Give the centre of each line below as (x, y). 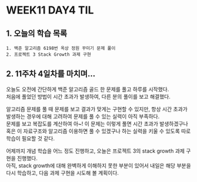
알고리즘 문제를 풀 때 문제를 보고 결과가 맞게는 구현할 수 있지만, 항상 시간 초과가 (97, 109)
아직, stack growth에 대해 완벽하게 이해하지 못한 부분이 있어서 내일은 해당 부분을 (98, 166)
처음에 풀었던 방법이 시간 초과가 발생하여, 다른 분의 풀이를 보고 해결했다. (88, 96)
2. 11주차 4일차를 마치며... (51, 74)
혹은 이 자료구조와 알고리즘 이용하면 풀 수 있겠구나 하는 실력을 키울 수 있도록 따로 (98, 131)
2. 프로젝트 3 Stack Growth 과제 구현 (49, 55)
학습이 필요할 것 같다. (30, 138)
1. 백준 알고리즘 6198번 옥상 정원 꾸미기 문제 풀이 (61, 48)
